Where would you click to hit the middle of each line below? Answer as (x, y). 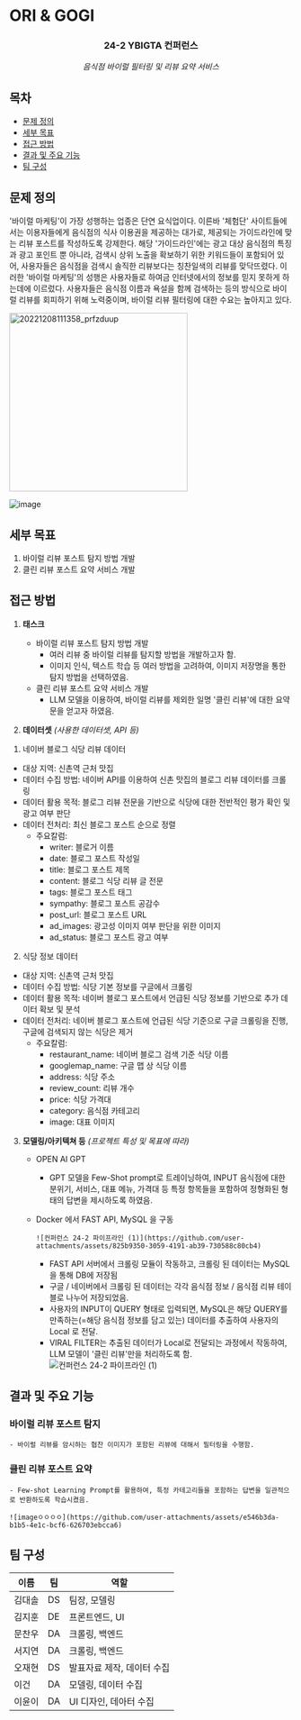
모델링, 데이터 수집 (106, 1684)
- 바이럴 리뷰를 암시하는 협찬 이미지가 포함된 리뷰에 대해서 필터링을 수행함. (132, 1445)
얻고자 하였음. (90, 710)
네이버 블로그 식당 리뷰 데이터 (74, 749)
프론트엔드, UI (97, 1616)
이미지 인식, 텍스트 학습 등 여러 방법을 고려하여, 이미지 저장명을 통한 (168, 665)
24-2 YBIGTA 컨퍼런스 (151, 46)
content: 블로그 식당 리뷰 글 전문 (106, 880)
